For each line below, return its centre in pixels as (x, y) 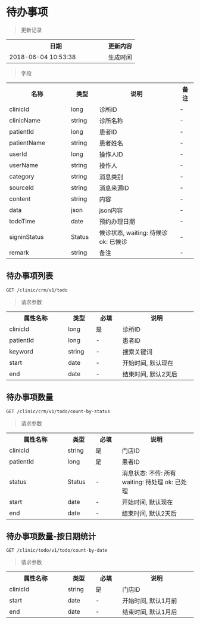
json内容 (111, 210)
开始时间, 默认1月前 (149, 601)
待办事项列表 (30, 276)
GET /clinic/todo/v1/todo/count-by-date (57, 551)
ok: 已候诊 (113, 241)
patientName (27, 143)
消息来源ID (114, 187)
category (22, 176)
